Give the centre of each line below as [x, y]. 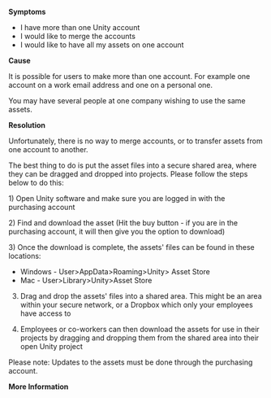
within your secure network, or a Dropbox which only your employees [136, 305]
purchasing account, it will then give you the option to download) [117, 232]
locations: [25, 256]
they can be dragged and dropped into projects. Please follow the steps [128, 174]
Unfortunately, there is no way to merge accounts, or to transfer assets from [135, 141]
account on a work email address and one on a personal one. [111, 85]
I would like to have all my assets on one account [102, 45]
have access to [45, 313]
